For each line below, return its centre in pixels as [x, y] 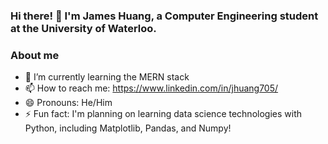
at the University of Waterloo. [83, 28]
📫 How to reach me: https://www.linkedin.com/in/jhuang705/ [151, 88]
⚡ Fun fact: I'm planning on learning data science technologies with [163, 114]
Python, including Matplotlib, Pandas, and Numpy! [128, 128]
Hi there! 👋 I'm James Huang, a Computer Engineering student [164, 16]
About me [35, 55]
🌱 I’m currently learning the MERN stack [107, 77]
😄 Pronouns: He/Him [68, 103]
